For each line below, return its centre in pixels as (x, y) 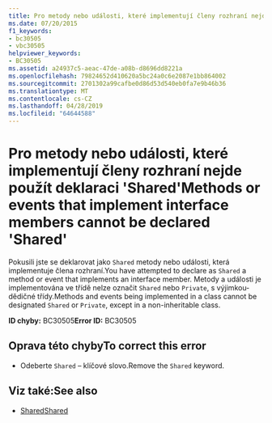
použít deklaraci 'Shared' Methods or (134, 188)
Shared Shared (44, 410)
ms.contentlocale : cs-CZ (50, 99)
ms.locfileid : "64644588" (52, 114)
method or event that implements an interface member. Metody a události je (135, 279)
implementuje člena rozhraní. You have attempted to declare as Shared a (127, 270)
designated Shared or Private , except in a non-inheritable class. (115, 305)
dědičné (22, 296)
